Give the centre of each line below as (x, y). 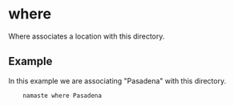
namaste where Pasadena (63, 96)
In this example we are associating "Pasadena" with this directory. (117, 80)
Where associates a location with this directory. (87, 36)
